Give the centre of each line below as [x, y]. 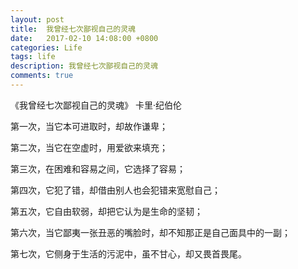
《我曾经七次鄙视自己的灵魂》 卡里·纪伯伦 [96, 105]
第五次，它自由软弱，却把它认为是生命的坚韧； [106, 211]
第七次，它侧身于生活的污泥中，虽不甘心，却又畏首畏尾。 [128, 253]
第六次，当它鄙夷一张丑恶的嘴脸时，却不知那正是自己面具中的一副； [150, 232]
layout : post [37, 19]
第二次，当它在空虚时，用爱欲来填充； [89, 147]
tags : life [33, 57]
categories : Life [46, 47]
